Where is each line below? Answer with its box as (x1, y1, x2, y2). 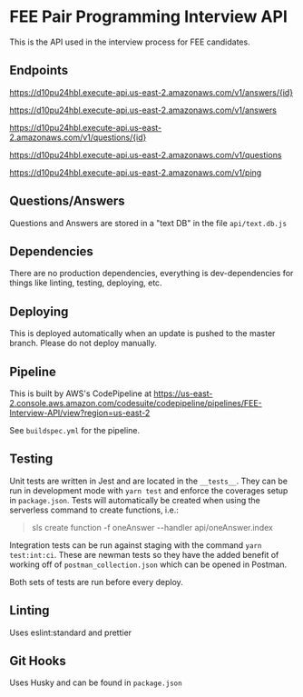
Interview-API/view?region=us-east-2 (9, 407, 151, 418)
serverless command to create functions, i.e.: (9, 504, 180, 515)
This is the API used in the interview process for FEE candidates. (9, 36, 251, 47)
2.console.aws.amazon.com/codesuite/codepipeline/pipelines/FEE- (9, 398, 263, 408)
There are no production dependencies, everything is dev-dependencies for (9, 268, 294, 279)
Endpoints (9, 63, 69, 78)
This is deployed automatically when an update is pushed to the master (9, 328, 276, 339)
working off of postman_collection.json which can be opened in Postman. (9, 559, 288, 570)
